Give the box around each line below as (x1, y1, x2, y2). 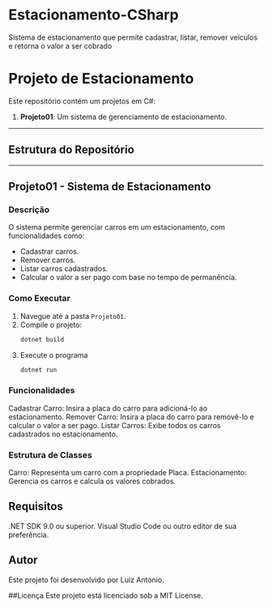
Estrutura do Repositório (8, 143, 135, 157)
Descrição (8, 204, 50, 215)
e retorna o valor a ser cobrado (8, 40, 113, 50)
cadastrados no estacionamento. (8, 429, 118, 439)
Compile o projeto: (19, 320, 83, 330)
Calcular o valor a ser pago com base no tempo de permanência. (19, 273, 237, 283)
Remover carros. (19, 255, 76, 265)
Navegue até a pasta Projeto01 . (19, 311, 126, 321)
